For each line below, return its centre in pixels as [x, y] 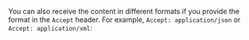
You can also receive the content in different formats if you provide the [124, 11]
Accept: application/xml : [51, 28]
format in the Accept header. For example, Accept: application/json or [124, 20]
